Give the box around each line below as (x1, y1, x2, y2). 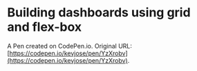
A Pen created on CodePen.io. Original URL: (7, 42, 133, 50)
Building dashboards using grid (7, 5, 191, 20)
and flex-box (7, 19, 82, 35)
